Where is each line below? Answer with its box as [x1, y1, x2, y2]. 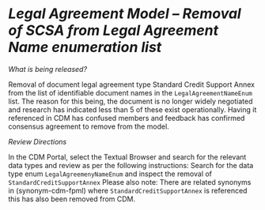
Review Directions [8, 137, 67, 146]
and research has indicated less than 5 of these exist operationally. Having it [8, 104, 257, 114]
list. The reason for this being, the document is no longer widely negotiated [8, 96, 253, 106]
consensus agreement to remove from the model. [8, 122, 170, 131]
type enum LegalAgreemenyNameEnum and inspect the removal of [8, 169, 212, 178]
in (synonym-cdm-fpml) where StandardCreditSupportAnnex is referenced [8, 186, 248, 195]
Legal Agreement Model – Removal [8, 5, 241, 23]
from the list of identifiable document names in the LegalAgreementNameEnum [8, 88, 253, 97]
